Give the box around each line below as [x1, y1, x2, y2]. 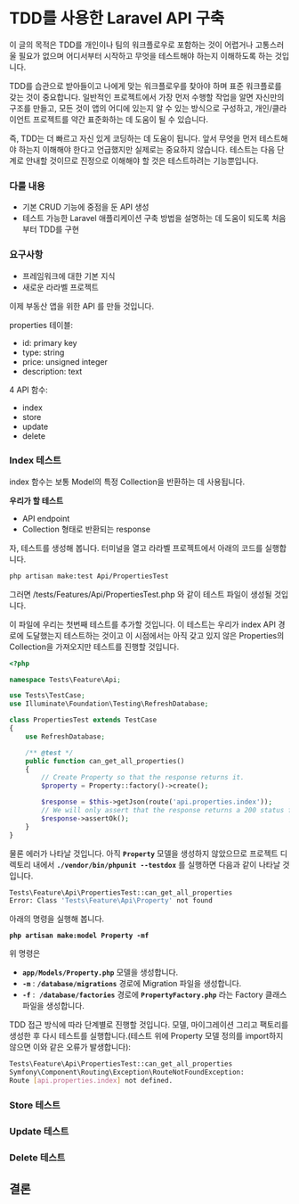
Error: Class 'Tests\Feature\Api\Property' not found [9, 896, 214, 905]
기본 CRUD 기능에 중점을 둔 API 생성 [21, 202, 149, 212]
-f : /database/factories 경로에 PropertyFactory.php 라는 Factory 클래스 [21, 989, 287, 1000]
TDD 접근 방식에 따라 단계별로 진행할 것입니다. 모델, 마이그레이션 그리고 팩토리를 [9, 1019, 289, 1030]
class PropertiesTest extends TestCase [9, 715, 158, 725]
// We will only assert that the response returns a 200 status [41, 806, 285, 815]
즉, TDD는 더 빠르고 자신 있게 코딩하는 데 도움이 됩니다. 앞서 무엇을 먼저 [9, 133, 258, 144]
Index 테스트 [9, 454, 62, 466]
